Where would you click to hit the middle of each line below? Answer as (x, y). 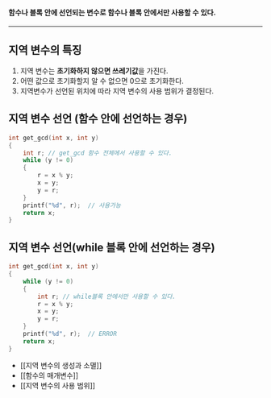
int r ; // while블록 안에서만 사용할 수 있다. (106, 296)
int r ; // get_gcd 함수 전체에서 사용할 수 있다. (98, 153)
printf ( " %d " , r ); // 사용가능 (72, 205)
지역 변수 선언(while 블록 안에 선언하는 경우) (112, 247)
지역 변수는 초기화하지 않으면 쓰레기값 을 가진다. (94, 71)
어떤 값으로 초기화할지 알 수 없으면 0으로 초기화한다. (102, 81)
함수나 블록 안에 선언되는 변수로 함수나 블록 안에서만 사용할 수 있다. (112, 12)
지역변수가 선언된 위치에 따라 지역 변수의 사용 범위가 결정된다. (117, 91)
